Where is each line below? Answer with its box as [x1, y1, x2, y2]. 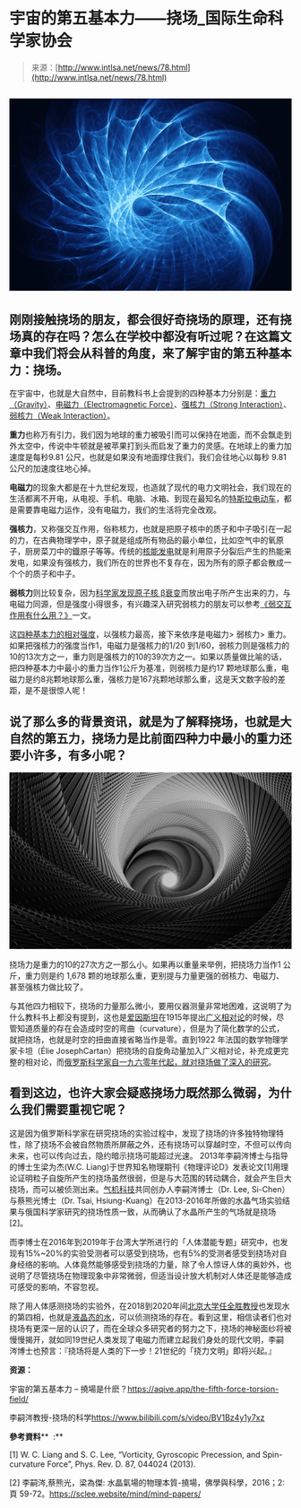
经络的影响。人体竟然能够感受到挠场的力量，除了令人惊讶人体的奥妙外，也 [16, 1259, 292, 1269]
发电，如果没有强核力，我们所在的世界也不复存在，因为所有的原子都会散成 [9, 557, 284, 568]
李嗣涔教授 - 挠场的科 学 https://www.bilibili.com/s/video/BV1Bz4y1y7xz [9, 1412, 265, 1423]
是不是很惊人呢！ [24, 685, 88, 696]
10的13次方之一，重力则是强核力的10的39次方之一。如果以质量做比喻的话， [9, 651, 287, 662]
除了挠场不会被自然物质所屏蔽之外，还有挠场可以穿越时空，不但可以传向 [24, 1138, 292, 1149]
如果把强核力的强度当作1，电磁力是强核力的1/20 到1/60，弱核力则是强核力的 [9, 641, 289, 651]
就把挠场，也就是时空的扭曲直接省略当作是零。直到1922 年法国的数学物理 [9, 1034, 280, 1045]
